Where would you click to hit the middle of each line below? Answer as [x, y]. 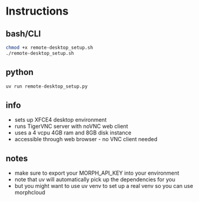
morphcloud [30, 192]
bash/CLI [23, 34]
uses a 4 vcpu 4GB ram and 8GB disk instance [73, 133]
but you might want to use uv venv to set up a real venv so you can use [104, 186]
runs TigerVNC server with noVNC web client [71, 127]
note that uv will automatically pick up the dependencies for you [95, 179]
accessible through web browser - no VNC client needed [86, 139]
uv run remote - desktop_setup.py [47, 86]
